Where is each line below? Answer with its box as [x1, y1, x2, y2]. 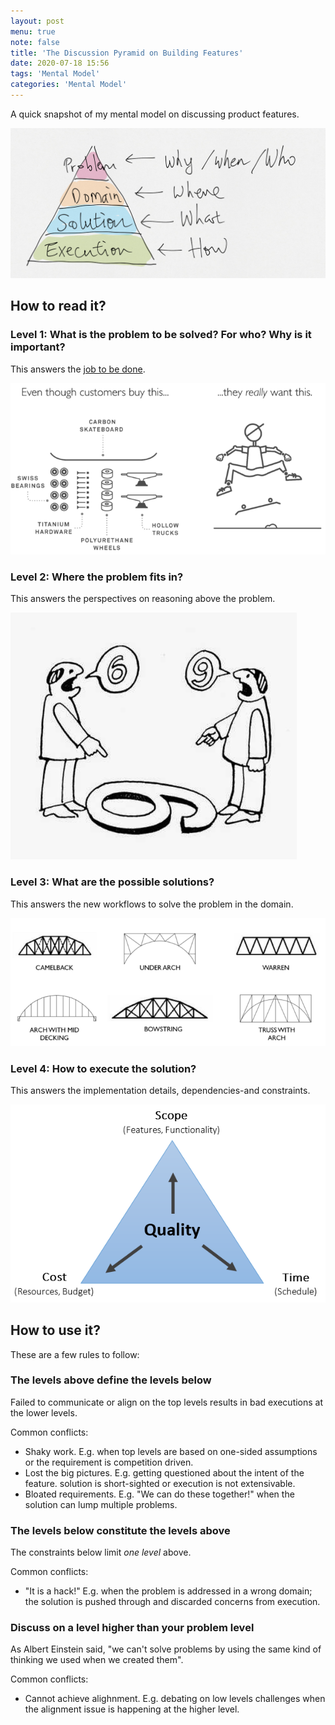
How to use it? [10, 1322, 101, 1339]
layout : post [10, 16, 65, 26]
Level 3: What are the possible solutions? [10, 875, 215, 889]
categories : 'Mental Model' [10, 80, 128, 90]
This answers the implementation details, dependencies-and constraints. [10, 1085, 311, 1097]
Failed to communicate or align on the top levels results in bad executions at [10, 1396, 324, 1408]
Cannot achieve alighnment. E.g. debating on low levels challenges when [24, 1693, 326, 1705]
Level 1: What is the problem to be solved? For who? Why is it [10, 328, 312, 342]
